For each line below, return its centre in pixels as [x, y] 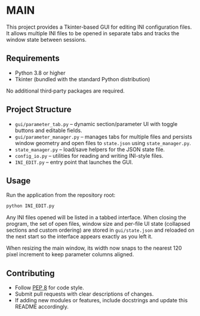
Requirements [33, 58]
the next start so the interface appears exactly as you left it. [79, 237]
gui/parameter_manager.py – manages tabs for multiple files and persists [103, 136]
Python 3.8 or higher [40, 73]
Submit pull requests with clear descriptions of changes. [84, 294]
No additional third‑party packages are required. [66, 91]
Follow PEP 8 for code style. [50, 288]
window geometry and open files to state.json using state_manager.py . [103, 143]
